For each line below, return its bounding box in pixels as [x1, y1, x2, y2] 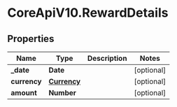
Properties [7, 33, 55, 45]
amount [10, 88, 37, 97]
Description [87, 54, 127, 63]
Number [48, 88, 77, 97]
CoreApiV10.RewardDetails [7, 5, 169, 21]
